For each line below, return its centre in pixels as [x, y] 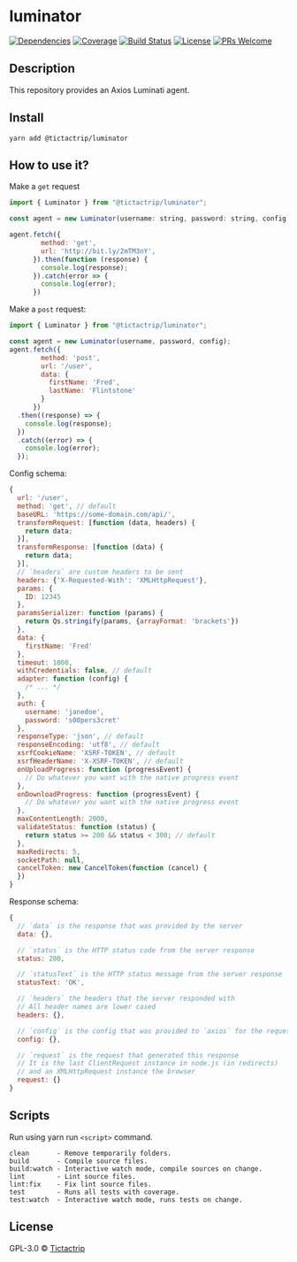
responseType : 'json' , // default [80, 736]
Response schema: [44, 901]
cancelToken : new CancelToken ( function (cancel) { [112, 868]
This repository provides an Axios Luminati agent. [99, 89]
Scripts [30, 1116]
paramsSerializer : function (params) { [91, 613]
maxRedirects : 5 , [49, 851]
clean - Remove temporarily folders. [91, 1153]
